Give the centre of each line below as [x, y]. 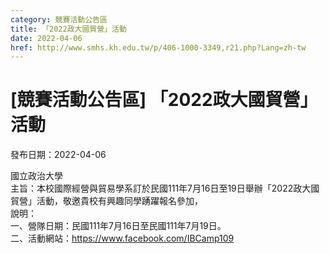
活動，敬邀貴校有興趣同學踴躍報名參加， [119, 201]
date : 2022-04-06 [46, 38]
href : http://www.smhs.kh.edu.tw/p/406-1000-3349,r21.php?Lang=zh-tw [158, 47]
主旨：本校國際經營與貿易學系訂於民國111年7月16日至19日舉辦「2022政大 [161, 188]
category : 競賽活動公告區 [59, 19]
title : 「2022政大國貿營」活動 [68, 29]
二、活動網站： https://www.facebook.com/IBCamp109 [122, 238]
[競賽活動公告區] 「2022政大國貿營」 [164, 100]
